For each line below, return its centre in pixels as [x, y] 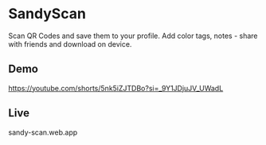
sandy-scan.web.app [43, 132]
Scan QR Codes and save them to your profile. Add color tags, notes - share [133, 36]
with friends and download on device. [70, 44]
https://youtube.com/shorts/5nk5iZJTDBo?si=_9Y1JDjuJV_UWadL [116, 88]
